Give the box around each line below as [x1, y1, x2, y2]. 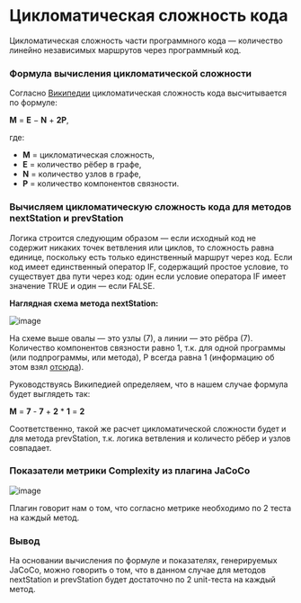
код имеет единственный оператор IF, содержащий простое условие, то [9, 261, 289, 272]
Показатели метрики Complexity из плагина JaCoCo [9, 464, 251, 477]
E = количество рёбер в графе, [22, 159, 142, 170]
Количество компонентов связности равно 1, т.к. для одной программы [9, 342, 286, 353]
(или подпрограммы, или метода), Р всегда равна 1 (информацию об [9, 352, 275, 363]
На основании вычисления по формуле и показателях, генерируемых [9, 555, 278, 566]
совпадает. [9, 442, 52, 453]
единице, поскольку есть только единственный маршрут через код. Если [9, 251, 293, 262]
